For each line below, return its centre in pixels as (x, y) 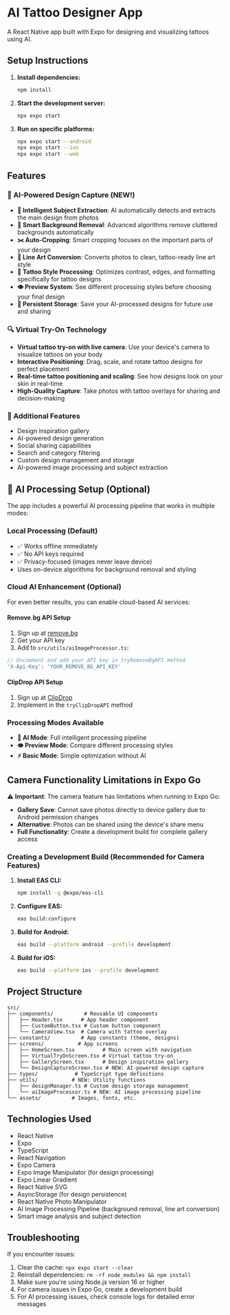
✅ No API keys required (50, 554)
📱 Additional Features (44, 416)
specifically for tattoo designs (59, 279)
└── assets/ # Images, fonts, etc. (72, 1098)
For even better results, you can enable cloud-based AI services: (99, 602)
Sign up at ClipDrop (45, 697)
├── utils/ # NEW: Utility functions (77, 1080)
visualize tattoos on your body (60, 354)
